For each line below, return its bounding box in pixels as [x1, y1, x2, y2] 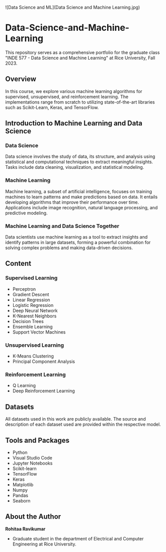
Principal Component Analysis [12, 358, 75, 364]
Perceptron [12, 286, 36, 292]
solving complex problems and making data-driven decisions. [5, 245, 133, 251]
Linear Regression [12, 297, 50, 303]
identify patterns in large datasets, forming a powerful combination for [5, 240, 151, 246]
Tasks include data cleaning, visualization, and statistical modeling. [5, 164, 144, 170]
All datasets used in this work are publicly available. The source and [5, 416, 146, 422]
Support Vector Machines [12, 329, 66, 335]
